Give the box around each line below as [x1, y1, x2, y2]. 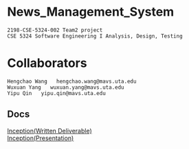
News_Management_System [7, 4, 175, 20]
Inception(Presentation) [7, 134, 74, 142]
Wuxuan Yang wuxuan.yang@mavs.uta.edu [7, 83, 125, 91]
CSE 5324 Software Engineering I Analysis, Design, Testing [7, 32, 184, 40]
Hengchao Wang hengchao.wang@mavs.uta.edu [7, 78, 137, 85]
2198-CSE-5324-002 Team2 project [7, 27, 103, 33]
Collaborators [7, 55, 87, 71]
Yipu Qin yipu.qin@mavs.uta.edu [7, 90, 107, 96]
